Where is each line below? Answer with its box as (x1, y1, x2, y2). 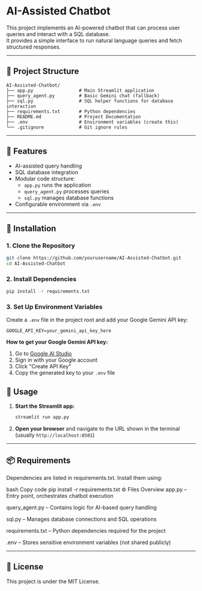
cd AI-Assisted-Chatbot (6, 261, 66, 267)
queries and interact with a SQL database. (6, 30, 110, 37)
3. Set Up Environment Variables (6, 303, 103, 311)
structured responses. (6, 43, 61, 50)
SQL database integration (14, 168, 78, 175)
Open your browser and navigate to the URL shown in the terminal (14, 425, 180, 432)
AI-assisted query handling (14, 162, 82, 169)
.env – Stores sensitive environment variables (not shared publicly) (6, 539, 171, 546)
